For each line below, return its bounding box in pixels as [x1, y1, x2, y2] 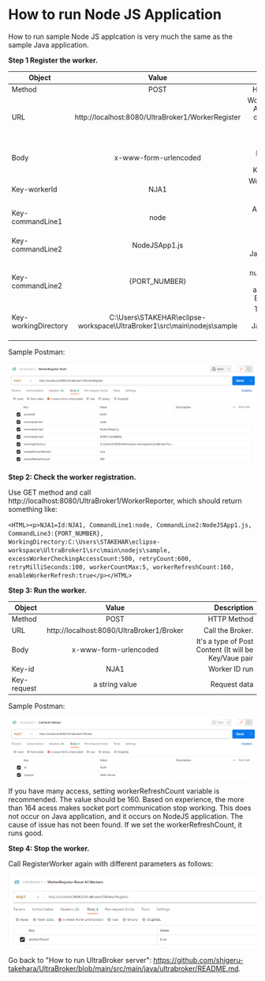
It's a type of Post [196, 636, 254, 646]
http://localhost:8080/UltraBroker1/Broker [47, 625, 184, 634]
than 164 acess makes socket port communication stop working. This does [8, 803, 252, 812]
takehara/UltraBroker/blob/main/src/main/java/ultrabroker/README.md [8, 964, 239, 973]
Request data [210, 679, 254, 689]
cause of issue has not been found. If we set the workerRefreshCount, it [8, 820, 242, 830]
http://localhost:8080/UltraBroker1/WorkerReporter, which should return [8, 496, 242, 506]
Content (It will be [196, 645, 254, 654]
